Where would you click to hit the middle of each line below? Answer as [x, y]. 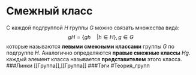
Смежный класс [49, 11]
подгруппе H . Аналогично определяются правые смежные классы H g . [98, 53]
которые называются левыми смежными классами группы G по [91, 46]
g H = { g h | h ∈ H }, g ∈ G [101, 37]
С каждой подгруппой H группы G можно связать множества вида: [93, 28]
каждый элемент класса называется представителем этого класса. [94, 59]
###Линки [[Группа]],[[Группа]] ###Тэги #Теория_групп [78, 65]
